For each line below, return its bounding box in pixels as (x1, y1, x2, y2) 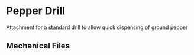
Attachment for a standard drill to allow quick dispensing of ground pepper (6, 24, 188, 31)
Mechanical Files (6, 41, 70, 51)
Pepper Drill (6, 4, 66, 18)
